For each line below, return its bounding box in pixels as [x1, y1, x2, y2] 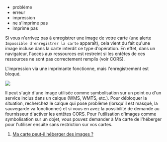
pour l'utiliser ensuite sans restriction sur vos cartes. [5, 122, 113, 127]
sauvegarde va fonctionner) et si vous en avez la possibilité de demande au [5, 106, 160, 111]
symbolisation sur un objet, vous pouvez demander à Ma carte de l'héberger [5, 116, 162, 122]
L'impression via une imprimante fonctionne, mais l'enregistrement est [5, 66, 149, 71]
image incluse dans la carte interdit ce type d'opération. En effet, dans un [5, 46, 156, 51]
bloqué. [5, 71, 21, 76]
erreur [12, 9, 26, 15]
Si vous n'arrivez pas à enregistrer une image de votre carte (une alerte [5, 35, 152, 41]
